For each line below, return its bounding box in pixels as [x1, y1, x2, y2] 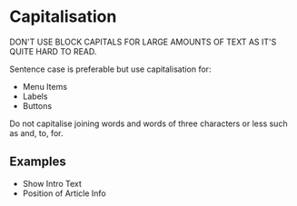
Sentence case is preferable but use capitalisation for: [9, 64, 212, 74]
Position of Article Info [22, 188, 106, 199]
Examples [9, 154, 66, 170]
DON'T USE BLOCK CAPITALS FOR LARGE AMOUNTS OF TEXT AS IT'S [9, 36, 277, 47]
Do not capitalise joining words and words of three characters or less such [9, 118, 288, 129]
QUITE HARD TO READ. [9, 45, 97, 56]
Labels [22, 91, 48, 102]
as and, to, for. [9, 127, 64, 138]
